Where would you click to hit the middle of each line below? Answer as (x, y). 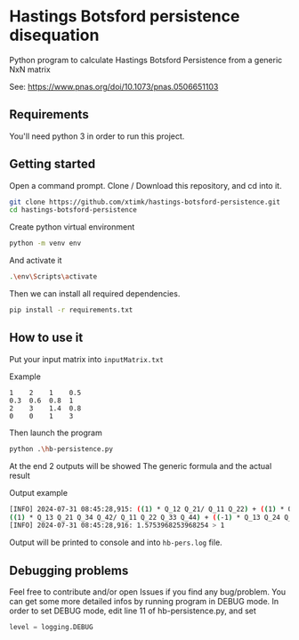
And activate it (36, 261)
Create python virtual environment (72, 227)
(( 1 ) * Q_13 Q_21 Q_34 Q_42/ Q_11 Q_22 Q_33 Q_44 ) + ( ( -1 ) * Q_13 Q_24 (145, 517)
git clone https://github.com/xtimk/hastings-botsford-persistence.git (145, 202)
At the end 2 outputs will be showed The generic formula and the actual (141, 466)
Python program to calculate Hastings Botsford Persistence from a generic (146, 60)
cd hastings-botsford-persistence (73, 210)
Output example (39, 492)
